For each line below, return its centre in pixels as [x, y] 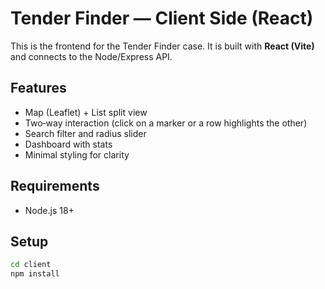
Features [38, 88]
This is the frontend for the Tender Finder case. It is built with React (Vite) [162, 46]
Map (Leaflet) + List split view [86, 112]
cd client [31, 265]
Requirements [55, 186]
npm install [35, 274]
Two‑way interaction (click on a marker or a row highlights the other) [166, 123]
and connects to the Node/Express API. [91, 56]
